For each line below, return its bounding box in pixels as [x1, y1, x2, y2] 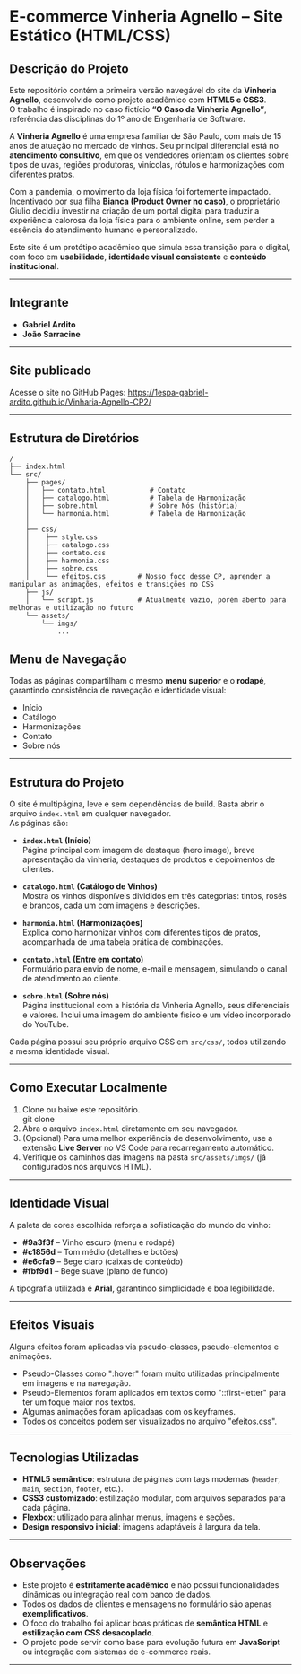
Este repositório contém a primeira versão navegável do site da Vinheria [9, 85, 277, 95]
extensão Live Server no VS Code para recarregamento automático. [21, 1142, 275, 1153]
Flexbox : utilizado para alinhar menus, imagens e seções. [21, 1512, 236, 1522]
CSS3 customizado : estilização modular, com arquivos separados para [21, 1493, 286, 1504]
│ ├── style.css [25, 533, 99, 542]
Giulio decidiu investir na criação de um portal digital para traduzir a [9, 205, 260, 216]
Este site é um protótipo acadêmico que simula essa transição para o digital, [9, 242, 291, 252]
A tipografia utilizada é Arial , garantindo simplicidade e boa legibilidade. [9, 1283, 275, 1294]
